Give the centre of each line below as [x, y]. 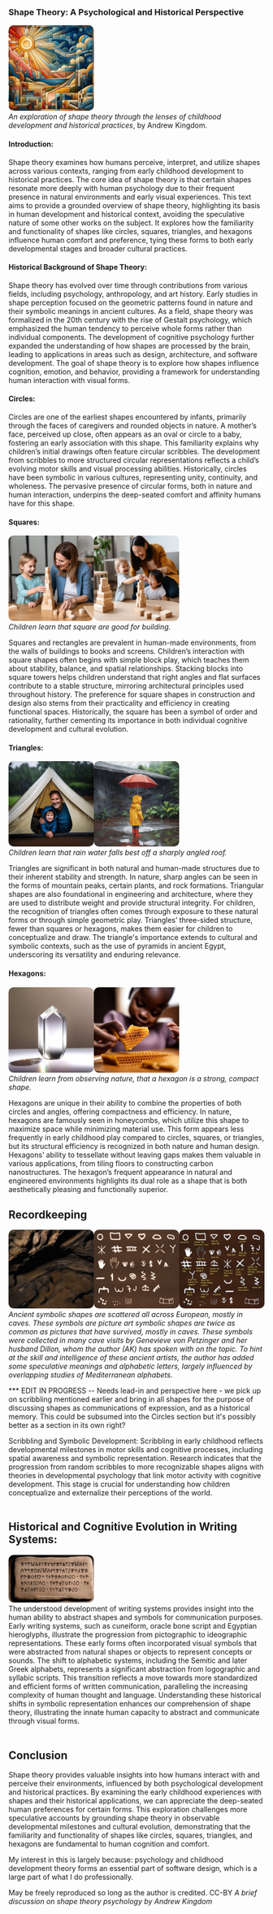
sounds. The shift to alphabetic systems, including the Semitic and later [128, 1660]
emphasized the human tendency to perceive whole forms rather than [125, 328]
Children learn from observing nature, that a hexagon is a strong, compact [134, 1078]
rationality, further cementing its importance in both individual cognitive [128, 720]
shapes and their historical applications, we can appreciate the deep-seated [136, 1801]
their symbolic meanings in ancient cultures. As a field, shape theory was [131, 311]
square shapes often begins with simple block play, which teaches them [129, 660]
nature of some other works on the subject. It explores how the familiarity [131, 223]
